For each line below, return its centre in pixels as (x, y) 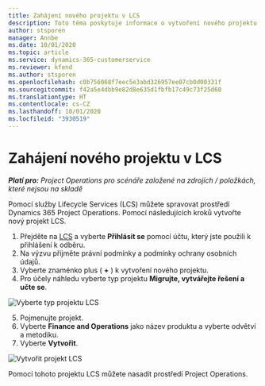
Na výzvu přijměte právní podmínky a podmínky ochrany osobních (128, 253)
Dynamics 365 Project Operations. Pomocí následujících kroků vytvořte (125, 212)
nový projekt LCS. (37, 221)
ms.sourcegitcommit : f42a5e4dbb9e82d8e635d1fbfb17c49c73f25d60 (115, 89)
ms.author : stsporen (42, 75)
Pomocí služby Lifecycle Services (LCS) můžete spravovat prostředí (119, 204)
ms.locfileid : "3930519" (49, 119)
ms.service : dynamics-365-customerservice (79, 60)
